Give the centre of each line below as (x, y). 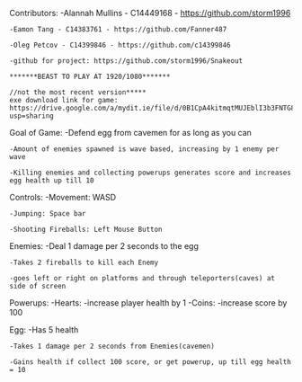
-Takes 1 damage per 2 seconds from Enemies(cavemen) (112, 346)
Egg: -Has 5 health (44, 330)
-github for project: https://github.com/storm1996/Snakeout (126, 61)
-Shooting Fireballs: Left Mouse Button (86, 229)
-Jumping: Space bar (48, 214)
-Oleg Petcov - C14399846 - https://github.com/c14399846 (120, 45)
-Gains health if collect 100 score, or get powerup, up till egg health (151, 362)
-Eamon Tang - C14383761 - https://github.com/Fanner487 (118, 30)
